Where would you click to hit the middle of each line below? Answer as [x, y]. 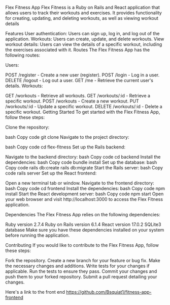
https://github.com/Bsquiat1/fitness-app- [109, 292]
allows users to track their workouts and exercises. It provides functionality [84, 13]
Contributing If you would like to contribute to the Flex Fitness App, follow [82, 245]
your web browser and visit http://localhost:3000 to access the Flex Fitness [84, 199]
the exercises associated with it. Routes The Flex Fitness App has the [78, 50]
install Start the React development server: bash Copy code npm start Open [84, 194]
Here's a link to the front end [35, 292]
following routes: [23, 55]
